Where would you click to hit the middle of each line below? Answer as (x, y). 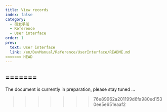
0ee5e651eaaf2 (110, 104)
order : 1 (14, 38)
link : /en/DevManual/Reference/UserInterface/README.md (70, 52)
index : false (19, 15)
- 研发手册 (20, 24)
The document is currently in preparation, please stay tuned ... (70, 89)
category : (16, 19)
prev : (11, 43)
